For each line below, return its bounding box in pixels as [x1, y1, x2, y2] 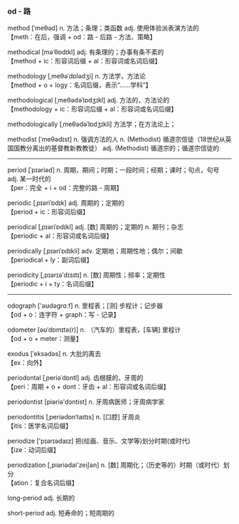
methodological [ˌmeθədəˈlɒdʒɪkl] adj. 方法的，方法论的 [7, 96, 169, 105]
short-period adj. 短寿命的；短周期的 [7, 509, 115, 518]
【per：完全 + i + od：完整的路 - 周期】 [7, 184, 123, 192]
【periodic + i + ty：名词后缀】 [7, 280, 98, 288]
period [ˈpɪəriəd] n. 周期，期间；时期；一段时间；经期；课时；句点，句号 [7, 166, 220, 174]
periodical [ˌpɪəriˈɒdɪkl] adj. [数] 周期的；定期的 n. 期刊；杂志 [7, 223, 184, 231]
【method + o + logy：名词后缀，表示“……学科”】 [7, 80, 152, 90]
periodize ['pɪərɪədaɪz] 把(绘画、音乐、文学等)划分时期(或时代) [7, 436, 191, 446]
